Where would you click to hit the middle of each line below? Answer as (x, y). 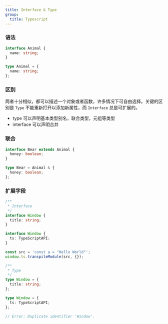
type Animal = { (22, 66)
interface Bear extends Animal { (40, 149)
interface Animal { (25, 48)
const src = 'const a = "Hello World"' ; (48, 252)
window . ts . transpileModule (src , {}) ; (44, 256)
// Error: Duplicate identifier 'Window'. (50, 316)
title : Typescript (29, 19)
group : (12, 14)
